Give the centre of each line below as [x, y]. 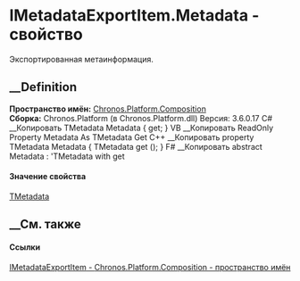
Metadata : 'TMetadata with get [67, 156]
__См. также [46, 224]
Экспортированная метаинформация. [81, 59]
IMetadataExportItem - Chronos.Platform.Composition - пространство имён [150, 267]
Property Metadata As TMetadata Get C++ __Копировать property [132, 137]
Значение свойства [48, 177]
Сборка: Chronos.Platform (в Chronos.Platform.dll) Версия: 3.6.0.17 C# [141, 118]
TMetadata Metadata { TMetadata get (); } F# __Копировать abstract [136, 146]
